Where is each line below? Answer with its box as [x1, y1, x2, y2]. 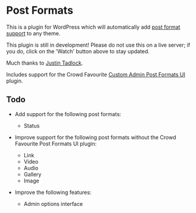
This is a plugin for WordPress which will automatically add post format [6, 23, 181, 31]
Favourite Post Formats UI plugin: [14, 140, 97, 147]
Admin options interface [23, 200, 83, 207]
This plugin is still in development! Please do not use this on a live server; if [6, 41, 191, 48]
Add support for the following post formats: [14, 110, 122, 117]
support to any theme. [6, 29, 61, 36]
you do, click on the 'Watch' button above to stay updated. [6, 47, 150, 54]
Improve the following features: [14, 188, 92, 196]
